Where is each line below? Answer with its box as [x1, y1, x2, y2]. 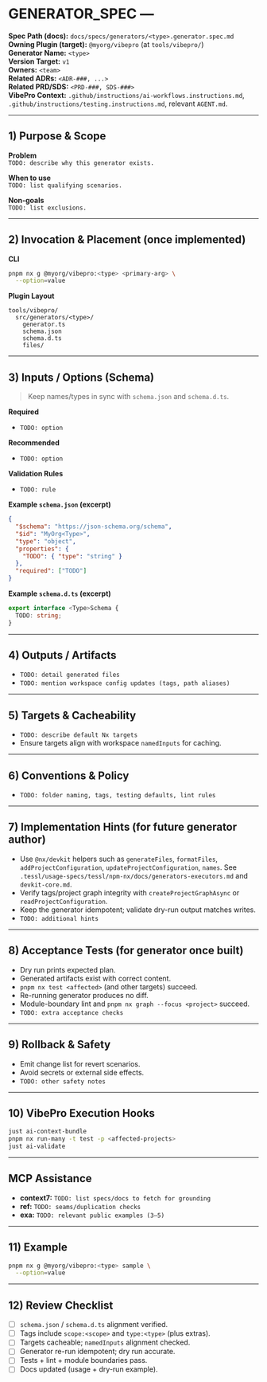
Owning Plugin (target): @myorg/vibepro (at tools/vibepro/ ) [8, 39, 204, 49]
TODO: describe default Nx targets [19, 731, 138, 739]
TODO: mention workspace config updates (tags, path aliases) [19, 679, 230, 687]
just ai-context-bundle [8, 1128, 87, 1136]
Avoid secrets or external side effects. [19, 1067, 145, 1077]
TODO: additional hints [19, 914, 99, 922]
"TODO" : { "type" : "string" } [22, 552, 123, 560]
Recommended [8, 438, 60, 448]
